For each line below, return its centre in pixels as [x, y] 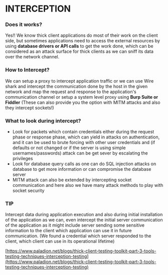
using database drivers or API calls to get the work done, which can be [79, 46]
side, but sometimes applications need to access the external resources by [83, 41]
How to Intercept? [27, 70]
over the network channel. [32, 57]
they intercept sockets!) [30, 108]
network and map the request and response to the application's [71, 92]
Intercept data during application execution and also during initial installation [84, 215]
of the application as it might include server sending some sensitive [75, 225]
